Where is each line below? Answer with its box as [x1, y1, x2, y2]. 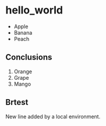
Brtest [5, 97, 29, 107]
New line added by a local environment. [5, 113, 101, 120]
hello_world [5, 4, 63, 17]
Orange [13, 68, 33, 75]
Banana [13, 29, 33, 36]
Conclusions [5, 52, 52, 62]
